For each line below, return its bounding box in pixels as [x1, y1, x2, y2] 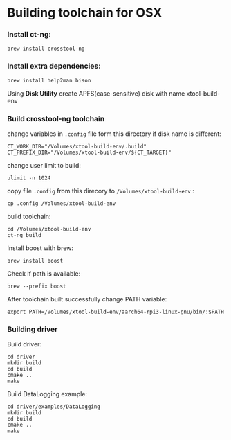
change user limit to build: [7, 161, 82, 170]
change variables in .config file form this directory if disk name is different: [7, 130, 221, 138]
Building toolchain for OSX [7, 5, 163, 21]
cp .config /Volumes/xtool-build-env [7, 200, 116, 207]
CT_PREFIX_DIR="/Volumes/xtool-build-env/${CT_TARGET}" [7, 149, 172, 157]
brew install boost [7, 258, 64, 265]
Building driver [7, 324, 58, 334]
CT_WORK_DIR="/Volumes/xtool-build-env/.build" [7, 143, 147, 150]
